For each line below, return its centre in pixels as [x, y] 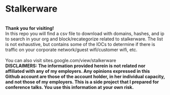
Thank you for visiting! [30, 28]
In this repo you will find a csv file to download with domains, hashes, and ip [85, 33]
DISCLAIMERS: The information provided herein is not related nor [75, 66]
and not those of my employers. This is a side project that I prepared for [82, 82]
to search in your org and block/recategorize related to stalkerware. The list [84, 39]
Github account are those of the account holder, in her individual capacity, [85, 76]
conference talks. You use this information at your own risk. [70, 87]
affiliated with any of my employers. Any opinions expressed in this [78, 71]
